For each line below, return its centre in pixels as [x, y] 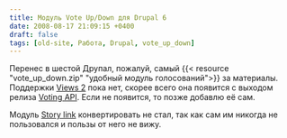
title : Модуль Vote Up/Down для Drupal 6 [88, 18]
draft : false [34, 34]
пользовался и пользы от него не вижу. [85, 124]
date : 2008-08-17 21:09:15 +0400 [72, 26]
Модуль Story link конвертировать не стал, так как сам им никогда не [144, 115]
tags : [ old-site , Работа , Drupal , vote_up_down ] [102, 43]
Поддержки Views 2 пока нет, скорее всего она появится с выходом [141, 87]
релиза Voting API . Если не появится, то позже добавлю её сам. [132, 97]
